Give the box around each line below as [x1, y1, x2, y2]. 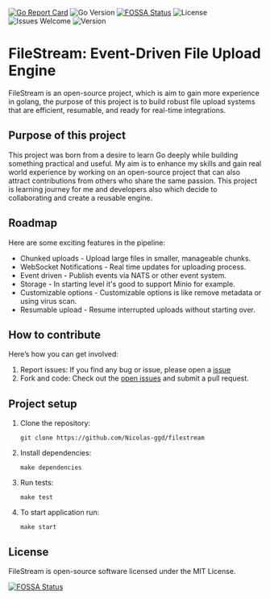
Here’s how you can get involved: [8, 349, 119, 359]
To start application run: [19, 508, 100, 518]
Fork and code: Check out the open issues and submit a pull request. [19, 373, 250, 383]
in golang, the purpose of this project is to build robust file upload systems [8, 97, 255, 106]
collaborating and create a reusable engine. [8, 193, 153, 202]
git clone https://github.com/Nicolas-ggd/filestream [19, 434, 205, 443]
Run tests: [19, 478, 54, 488]
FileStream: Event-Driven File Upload [8, 44, 261, 63]
